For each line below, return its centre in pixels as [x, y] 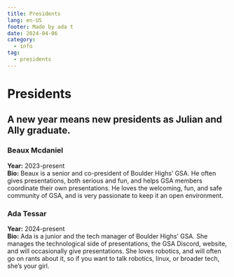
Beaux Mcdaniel [35, 150]
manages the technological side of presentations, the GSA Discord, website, [117, 243]
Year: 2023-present [36, 166]
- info [23, 46]
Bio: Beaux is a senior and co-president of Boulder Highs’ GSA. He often [112, 173]
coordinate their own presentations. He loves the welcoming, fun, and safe [115, 188]
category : [22, 40]
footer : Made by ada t [40, 27]
